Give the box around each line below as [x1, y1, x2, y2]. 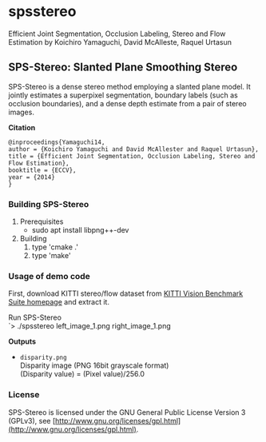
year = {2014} [8, 173, 56, 181]
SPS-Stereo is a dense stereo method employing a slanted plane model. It [8, 82, 252, 91]
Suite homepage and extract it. [8, 297, 110, 307]
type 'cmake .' [31, 242, 78, 252]
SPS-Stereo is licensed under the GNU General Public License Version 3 [8, 407, 246, 417]
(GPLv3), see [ [8, 416, 56, 425]
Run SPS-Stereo [8, 313, 62, 322]
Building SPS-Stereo [8, 198, 89, 209]
